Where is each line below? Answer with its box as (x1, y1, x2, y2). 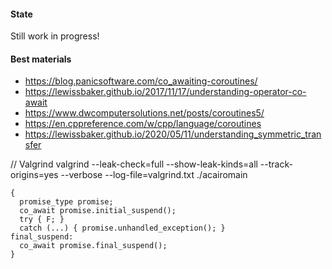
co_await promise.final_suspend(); (19, 241, 168, 251)
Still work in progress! (10, 30, 100, 42)
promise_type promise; (19, 197, 114, 207)
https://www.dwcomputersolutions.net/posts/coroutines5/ (24, 107, 265, 119)
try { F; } (19, 215, 65, 225)
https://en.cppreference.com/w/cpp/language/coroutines (24, 118, 262, 130)
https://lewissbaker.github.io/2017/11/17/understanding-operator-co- (24, 86, 307, 98)
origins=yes (10, 169, 59, 181)
